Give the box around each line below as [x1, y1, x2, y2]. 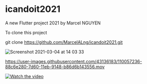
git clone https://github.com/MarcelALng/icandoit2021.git [5, 39, 123, 45]
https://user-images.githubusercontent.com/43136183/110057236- [5, 58, 142, 64]
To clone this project [5, 29, 47, 35]
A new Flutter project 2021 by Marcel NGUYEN [5, 20, 101, 26]
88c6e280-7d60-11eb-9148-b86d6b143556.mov [5, 64, 105, 70]
